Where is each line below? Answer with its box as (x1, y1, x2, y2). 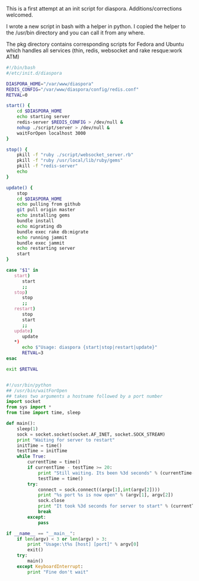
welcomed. (6, 11, 34, 18)
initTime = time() (17, 442, 62, 449)
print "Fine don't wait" (27, 569, 89, 575)
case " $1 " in (6, 267, 38, 273)
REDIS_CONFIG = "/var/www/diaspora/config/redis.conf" (6, 86, 139, 93)
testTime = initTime (17, 448, 68, 454)
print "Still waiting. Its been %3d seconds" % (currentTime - (37, 470, 195, 476)
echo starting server (17, 114, 70, 120)
